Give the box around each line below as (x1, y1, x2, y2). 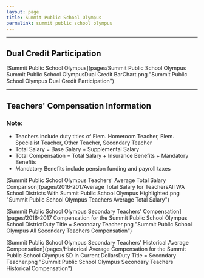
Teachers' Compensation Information (6, 101, 152, 111)
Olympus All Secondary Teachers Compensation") (6, 227, 132, 234)
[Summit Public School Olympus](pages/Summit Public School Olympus (6, 64, 186, 72)
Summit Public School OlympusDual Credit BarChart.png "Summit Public (6, 71, 188, 78)
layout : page (6, 8, 39, 15)
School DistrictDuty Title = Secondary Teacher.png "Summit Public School (6, 220, 192, 228)
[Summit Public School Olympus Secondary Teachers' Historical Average (6, 239, 189, 246)
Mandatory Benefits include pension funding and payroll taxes (15, 164, 171, 172)
